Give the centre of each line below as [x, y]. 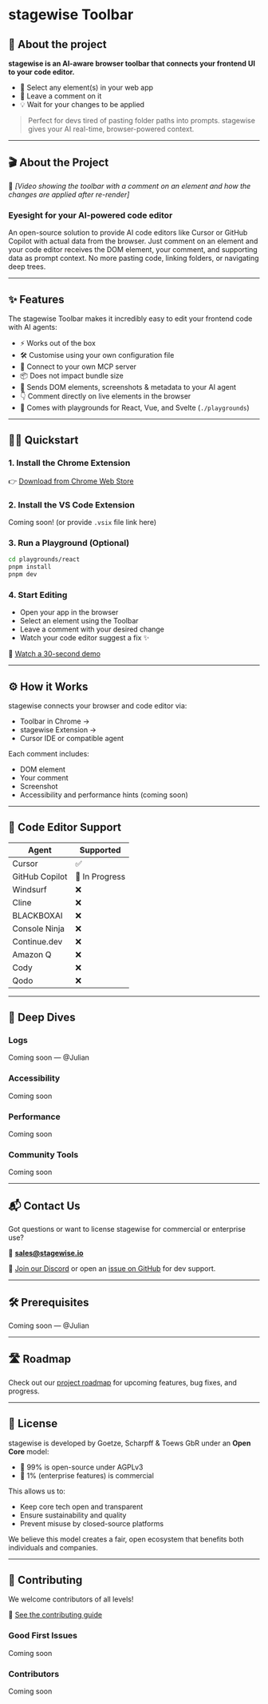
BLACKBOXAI [37, 916]
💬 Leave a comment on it [61, 96]
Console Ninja [39, 928]
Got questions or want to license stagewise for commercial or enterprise [127, 1229]
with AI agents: [33, 327]
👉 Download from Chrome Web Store [71, 481]
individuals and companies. [53, 1547]
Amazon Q [32, 954]
